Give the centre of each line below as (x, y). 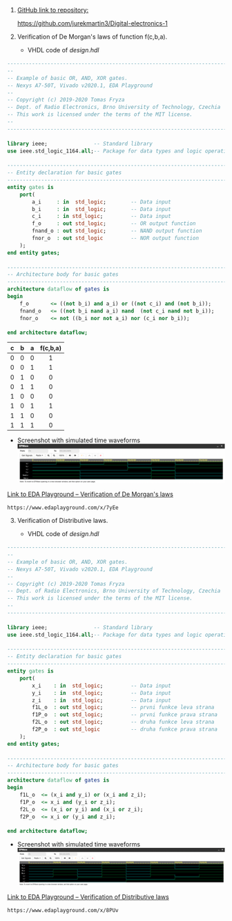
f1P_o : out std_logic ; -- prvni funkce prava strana (125, 715)
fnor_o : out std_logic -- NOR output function (115, 238)
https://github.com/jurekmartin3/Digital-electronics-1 (92, 23)
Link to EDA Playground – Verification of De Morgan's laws (90, 494)
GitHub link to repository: (53, 10)
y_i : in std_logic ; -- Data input (101, 693)
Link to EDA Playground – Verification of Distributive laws (88, 897)
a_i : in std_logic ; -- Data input (101, 202)
